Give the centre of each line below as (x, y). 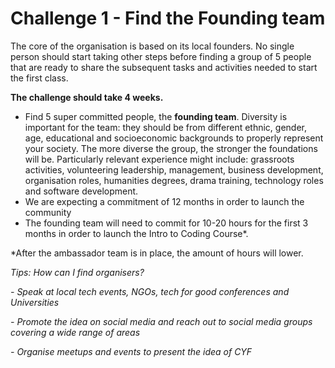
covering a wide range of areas (75, 332)
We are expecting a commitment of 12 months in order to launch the (164, 201)
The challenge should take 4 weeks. (87, 97)
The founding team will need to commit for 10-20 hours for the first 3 (166, 223)
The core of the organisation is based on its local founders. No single (152, 46)
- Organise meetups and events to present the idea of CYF (131, 351)
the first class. (39, 78)
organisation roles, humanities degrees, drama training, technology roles (174, 180)
